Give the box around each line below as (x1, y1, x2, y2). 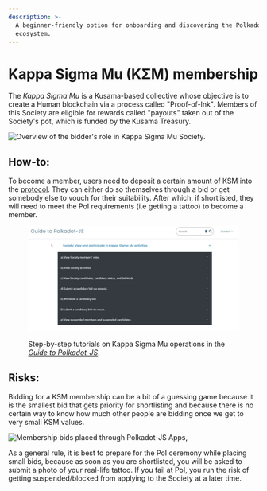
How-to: (8, 155, 50, 169)
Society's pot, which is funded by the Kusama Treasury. (8, 116, 192, 127)
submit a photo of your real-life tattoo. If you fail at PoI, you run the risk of (8, 465, 250, 474)
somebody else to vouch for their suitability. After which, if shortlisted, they (8, 193, 254, 203)
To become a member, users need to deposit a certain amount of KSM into (8, 176, 253, 186)
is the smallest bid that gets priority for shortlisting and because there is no (8, 400, 254, 410)
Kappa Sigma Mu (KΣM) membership (8, 64, 258, 83)
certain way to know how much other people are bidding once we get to (8, 408, 244, 418)
